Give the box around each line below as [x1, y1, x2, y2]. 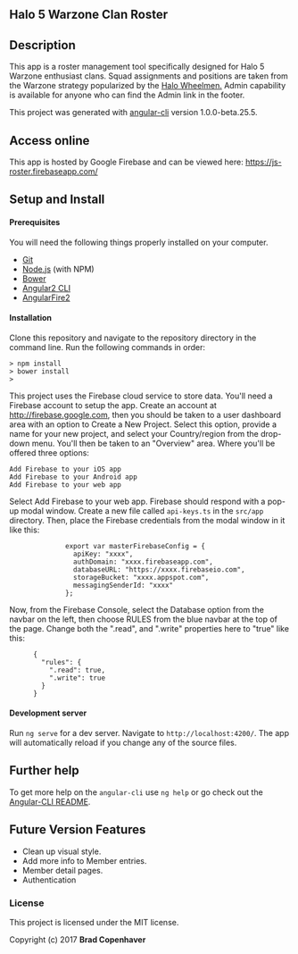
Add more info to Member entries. [21, 855, 147, 866]
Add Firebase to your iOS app [9, 464, 122, 473]
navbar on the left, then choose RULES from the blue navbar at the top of [9, 614, 278, 624]
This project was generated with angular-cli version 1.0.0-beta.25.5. [9, 107, 258, 118]
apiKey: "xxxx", [72, 549, 134, 558]
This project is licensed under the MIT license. [9, 916, 179, 927]
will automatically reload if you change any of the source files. [9, 737, 237, 749]
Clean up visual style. [21, 846, 102, 857]
